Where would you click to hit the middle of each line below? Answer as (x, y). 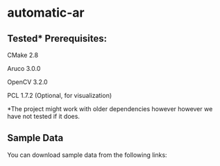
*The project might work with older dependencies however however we (110, 109)
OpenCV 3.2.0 (27, 82)
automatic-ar (46, 13)
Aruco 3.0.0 (24, 68)
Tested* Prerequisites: (57, 39)
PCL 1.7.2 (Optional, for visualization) (60, 96)
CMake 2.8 (23, 55)
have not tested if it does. (43, 116)
